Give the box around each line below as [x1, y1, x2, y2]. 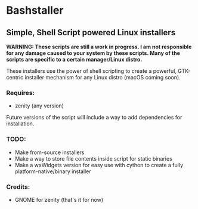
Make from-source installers [14, 149, 85, 156]
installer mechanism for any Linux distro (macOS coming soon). [24, 74, 181, 81]
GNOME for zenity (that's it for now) [14, 196, 104, 203]
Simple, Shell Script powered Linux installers [6, 27, 176, 38]
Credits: [6, 183, 30, 191]
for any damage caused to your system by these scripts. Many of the [6, 50, 181, 57]
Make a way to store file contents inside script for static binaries [14, 155, 173, 162]
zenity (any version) [14, 102, 64, 109]
